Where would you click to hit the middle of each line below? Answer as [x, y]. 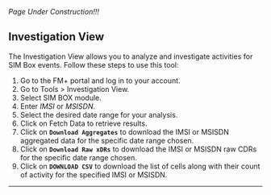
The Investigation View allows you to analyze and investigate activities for [131, 56]
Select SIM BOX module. [61, 97]
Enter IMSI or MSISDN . [58, 106]
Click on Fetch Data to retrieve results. [83, 123]
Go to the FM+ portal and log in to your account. [100, 81]
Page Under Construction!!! [54, 12]
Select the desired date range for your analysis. [99, 114]
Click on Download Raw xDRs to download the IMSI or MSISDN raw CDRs [138, 149]
